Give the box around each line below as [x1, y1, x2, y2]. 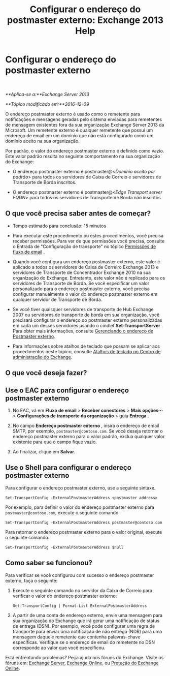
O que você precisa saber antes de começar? [5, 209, 151, 218]
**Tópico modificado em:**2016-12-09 [5, 101, 89, 107]
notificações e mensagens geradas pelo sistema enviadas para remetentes [5, 116, 162, 122]
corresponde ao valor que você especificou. [12, 644, 106, 651]
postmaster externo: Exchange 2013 [7, 14, 164, 26]
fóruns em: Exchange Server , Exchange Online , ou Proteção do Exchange [5, 660, 159, 666]
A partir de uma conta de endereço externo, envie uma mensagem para [12, 612, 163, 618]
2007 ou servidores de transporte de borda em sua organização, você [12, 312, 160, 318]
